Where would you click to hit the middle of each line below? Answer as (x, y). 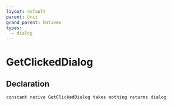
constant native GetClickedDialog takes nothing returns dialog (86, 97)
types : (14, 28)
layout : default (26, 11)
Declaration (28, 83)
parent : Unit (22, 17)
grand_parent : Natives (34, 22)
